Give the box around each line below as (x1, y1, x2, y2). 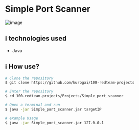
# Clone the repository (5, 76, 54, 81)
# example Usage (5, 116, 38, 121)
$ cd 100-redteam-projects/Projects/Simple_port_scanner (5, 94, 124, 99)
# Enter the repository (5, 89, 54, 94)
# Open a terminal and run (5, 103, 60, 108)
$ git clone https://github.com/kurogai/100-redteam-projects (5, 80, 135, 85)
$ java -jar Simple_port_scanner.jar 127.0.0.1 (5, 120, 104, 125)
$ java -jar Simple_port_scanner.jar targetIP (5, 107, 102, 112)
